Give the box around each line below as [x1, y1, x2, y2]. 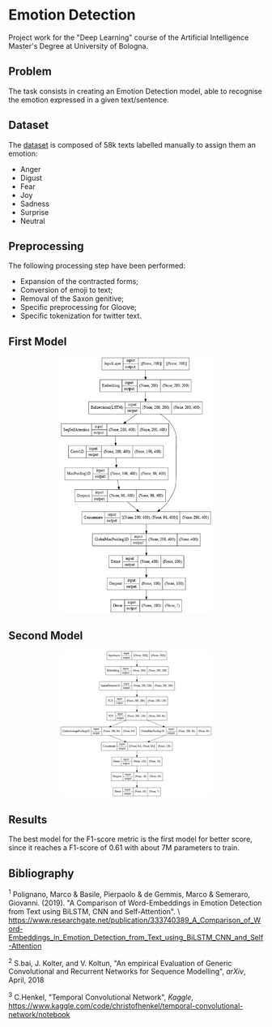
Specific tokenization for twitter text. [19, 311, 142, 321]
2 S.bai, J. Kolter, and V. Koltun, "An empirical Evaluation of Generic [8, 956, 232, 968]
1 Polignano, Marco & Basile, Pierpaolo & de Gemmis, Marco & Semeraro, [8, 887, 251, 899]
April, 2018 [8, 975, 45, 985]
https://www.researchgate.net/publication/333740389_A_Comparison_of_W [8, 915, 261, 925]
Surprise [19, 207, 49, 217]
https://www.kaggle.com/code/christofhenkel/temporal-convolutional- [8, 1000, 244, 1011]
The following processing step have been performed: [8, 261, 186, 271]
